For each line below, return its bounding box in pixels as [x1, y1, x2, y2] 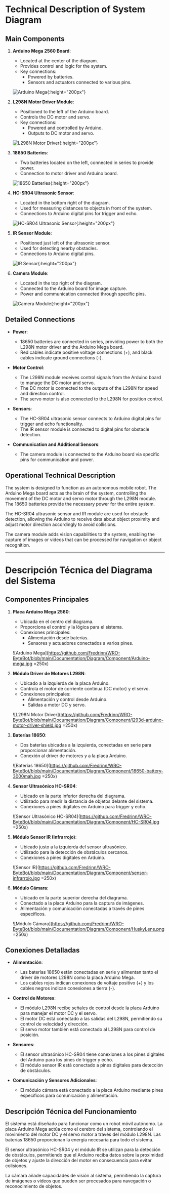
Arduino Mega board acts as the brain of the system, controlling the [5, 490, 146, 496]
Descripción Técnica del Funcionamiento [5, 1107, 137, 1116]
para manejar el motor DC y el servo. [20, 1010, 97, 1016]
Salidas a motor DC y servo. [27, 702, 86, 708]
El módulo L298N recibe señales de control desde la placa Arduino [20, 1005, 159, 1011]
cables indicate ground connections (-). [20, 354, 103, 360]
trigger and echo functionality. [20, 421, 83, 427]
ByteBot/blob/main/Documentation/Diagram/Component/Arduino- [12, 655, 150, 661]
